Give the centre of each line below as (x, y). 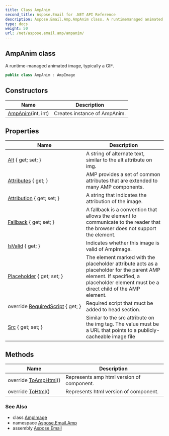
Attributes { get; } (28, 181)
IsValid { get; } (24, 246)
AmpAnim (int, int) (28, 113)
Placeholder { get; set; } (35, 276)
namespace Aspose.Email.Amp (45, 423)
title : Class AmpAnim (28, 10)
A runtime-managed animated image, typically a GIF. (60, 65)
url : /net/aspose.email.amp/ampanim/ (45, 33)
